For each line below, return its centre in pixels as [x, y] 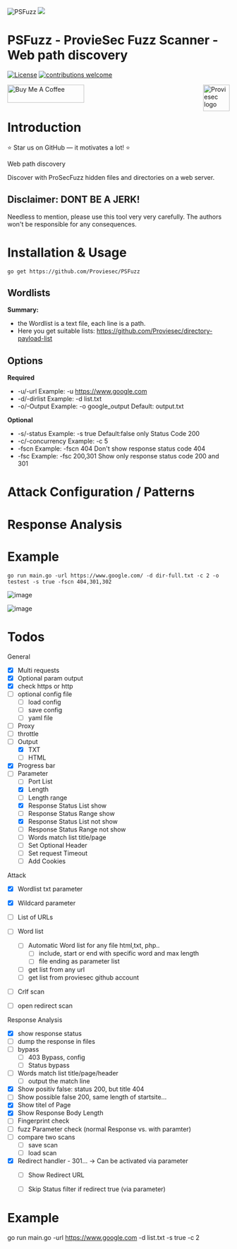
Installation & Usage [67, 252]
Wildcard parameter [47, 903]
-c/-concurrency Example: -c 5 [63, 441]
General [19, 657]
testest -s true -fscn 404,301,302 [60, 582]
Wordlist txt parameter [50, 889]
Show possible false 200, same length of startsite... [92, 1097]
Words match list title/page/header [68, 1073]
